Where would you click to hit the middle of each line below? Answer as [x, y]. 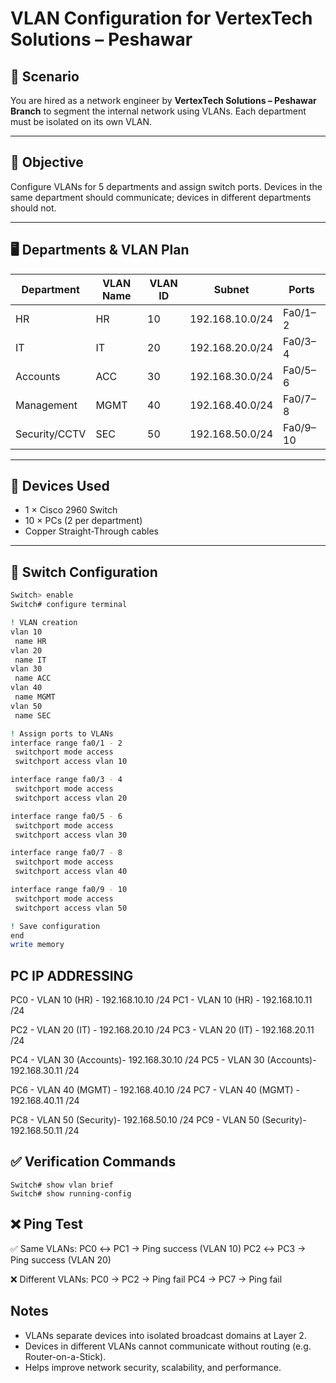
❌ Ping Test [46, 1224]
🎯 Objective [47, 162]
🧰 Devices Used [60, 486]
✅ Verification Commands [93, 1162]
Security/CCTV [51, 434]
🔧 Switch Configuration [84, 572]
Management [46, 405]
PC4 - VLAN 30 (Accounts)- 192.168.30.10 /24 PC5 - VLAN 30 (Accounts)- [163, 1060]
